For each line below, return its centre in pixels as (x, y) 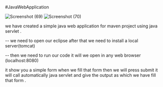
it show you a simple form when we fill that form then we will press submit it (81, 70)
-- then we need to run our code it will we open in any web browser (73, 55)
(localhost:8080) (22, 60)
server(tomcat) (20, 46)
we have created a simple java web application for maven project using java (81, 26)
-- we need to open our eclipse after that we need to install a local (72, 41)
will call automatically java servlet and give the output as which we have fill (81, 75)
